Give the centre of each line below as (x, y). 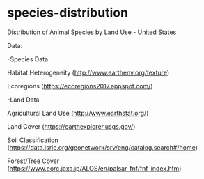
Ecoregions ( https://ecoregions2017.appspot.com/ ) (80, 86)
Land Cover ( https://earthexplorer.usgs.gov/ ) (71, 126)
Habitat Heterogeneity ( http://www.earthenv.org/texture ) (88, 72)
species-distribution (68, 13)
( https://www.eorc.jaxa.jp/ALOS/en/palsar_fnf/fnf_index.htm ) (94, 168)
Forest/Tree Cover (33, 161)
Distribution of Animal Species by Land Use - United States (92, 32)
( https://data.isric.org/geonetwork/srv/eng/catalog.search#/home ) (103, 147)
